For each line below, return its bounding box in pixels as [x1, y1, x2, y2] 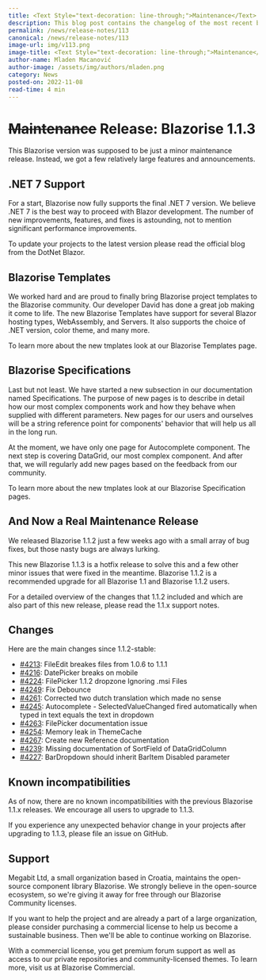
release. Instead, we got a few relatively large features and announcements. [8, 154, 256, 164]
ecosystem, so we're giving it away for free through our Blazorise [8, 890, 222, 899]
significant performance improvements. [8, 224, 137, 233]
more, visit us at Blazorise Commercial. [8, 963, 136, 972]
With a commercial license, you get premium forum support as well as [8, 946, 236, 955]
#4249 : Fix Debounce [19, 685, 91, 695]
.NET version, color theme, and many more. [8, 325, 150, 334]
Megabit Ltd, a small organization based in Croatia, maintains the [8, 873, 220, 882]
